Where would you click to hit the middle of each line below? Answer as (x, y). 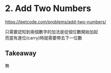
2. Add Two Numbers (48, 8)
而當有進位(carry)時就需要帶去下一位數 (44, 38)
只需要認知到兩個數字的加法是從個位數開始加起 (51, 31)
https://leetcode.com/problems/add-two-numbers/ (55, 22)
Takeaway (21, 53)
